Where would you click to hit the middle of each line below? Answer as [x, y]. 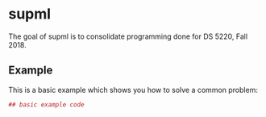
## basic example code [46, 104]
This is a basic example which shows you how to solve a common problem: [133, 90]
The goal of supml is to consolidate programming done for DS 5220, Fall [128, 36]
